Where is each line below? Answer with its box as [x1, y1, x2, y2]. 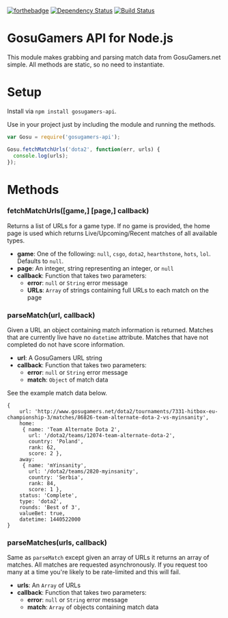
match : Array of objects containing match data [27, 603, 159, 611]
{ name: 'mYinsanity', [22, 462, 87, 469]
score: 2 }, [28, 450, 63, 457]
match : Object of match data [27, 375, 109, 384]
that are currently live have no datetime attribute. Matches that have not [7, 333, 209, 342]
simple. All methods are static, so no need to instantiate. [7, 60, 165, 69]
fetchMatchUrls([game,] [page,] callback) [7, 206, 149, 216]
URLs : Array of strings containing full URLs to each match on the [27, 286, 210, 294]
